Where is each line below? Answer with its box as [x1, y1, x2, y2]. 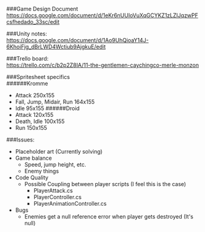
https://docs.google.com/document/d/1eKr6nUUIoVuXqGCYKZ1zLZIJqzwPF [6, 12, 199, 19]
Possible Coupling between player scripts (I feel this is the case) [24, 181, 187, 187]
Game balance [15, 154, 52, 162]
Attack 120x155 [15, 111, 54, 118]
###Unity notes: [6, 30, 48, 37]
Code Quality [15, 174, 49, 181]
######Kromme [6, 80, 48, 87]
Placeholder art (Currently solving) [15, 148, 103, 155]
